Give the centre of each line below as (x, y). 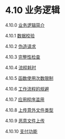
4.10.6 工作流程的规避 (27, 88)
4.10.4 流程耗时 (21, 67)
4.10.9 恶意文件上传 (25, 120)
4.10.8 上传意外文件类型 (29, 110)
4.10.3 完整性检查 (23, 57)
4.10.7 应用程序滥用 (25, 99)
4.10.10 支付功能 (21, 131)
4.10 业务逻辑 (32, 10)
